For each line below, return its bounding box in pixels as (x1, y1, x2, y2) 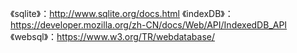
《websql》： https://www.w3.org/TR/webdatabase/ (10, 31, 216, 42)
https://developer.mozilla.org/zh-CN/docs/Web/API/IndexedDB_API (10, 19, 288, 31)
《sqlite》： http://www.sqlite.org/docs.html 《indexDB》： (10, 8, 234, 19)
